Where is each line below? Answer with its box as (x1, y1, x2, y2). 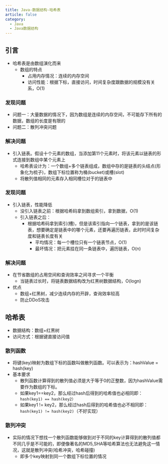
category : (5, 17, 26, 22)
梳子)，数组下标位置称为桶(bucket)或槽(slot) (33, 169, 124, 175)
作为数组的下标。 (24, 384, 60, 390)
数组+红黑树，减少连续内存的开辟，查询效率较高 (20, 291, 120, 297)
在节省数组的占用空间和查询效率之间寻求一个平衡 (12, 272, 114, 278)
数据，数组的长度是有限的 (12, 118, 66, 124)
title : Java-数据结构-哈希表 (5, 7, 61, 13)
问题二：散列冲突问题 (12, 124, 57, 130)
